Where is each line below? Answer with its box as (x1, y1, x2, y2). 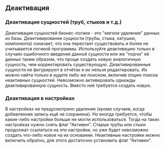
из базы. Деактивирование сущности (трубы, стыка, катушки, (5, 35, 136, 41)
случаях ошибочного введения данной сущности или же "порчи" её (5, 51, 150, 57)
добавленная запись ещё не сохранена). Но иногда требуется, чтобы (5, 111, 152, 117)
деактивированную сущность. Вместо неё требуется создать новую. (5, 82, 152, 88)
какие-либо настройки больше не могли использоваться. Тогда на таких (5, 116, 160, 122)
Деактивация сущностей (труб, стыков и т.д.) (5, 19, 122, 26)
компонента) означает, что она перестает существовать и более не (5, 40, 149, 46)
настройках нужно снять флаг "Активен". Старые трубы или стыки (5, 121, 146, 127)
